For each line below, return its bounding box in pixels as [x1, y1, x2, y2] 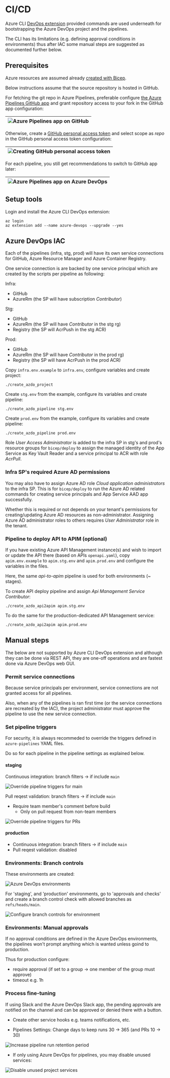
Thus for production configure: [5, 956, 70, 962]
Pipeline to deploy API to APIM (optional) [5, 535, 108, 542]
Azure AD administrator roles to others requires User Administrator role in [5, 517, 159, 523]
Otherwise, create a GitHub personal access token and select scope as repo [5, 130, 165, 136]
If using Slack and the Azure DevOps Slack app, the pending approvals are [5, 1001, 161, 1007]
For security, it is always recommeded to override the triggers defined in [5, 735, 156, 741]
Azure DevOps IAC [5, 236, 65, 245]
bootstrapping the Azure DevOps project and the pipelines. [5, 25, 128, 32]
